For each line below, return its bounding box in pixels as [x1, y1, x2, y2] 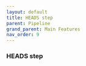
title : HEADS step [6, 15, 53, 21]
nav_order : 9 [6, 32, 40, 38]
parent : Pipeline [6, 20, 51, 26]
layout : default [6, 9, 48, 15]
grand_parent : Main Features [6, 26, 81, 32]
